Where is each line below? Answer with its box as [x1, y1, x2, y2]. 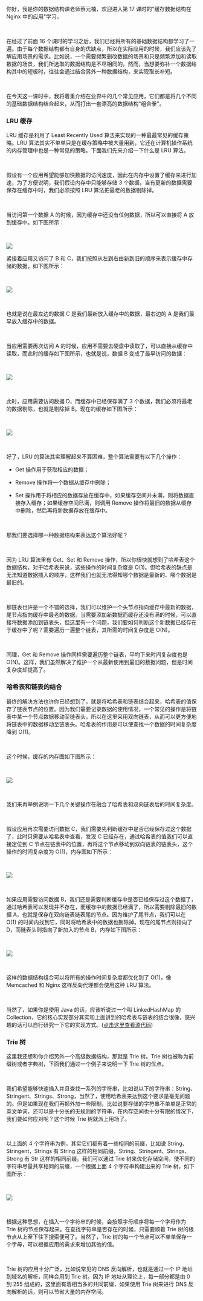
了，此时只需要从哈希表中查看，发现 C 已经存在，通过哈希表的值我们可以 [6, 833, 188, 840]
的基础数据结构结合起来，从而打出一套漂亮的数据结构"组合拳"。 [6, 100, 165, 107]
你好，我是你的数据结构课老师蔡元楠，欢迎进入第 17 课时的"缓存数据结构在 [6, 5, 192, 12]
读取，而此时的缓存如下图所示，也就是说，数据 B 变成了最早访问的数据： [6, 350, 188, 357]
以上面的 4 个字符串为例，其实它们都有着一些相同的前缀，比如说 [6, 1140, 166, 1147]
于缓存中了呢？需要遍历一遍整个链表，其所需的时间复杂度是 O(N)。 [6, 627, 173, 634]
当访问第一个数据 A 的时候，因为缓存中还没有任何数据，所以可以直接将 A [6, 211, 188, 218]
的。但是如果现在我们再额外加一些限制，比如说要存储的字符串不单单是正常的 [6, 1100, 197, 1107]
